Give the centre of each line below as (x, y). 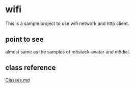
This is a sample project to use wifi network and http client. (67, 23)
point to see (24, 39)
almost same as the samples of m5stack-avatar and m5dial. (68, 51)
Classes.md (18, 80)
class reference (31, 68)
